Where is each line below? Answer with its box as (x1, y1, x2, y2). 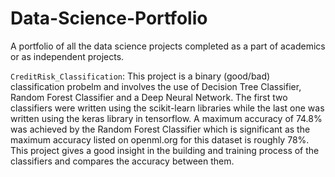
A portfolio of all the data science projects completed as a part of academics (10, 40, 326, 52)
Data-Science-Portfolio (10, 7, 208, 30)
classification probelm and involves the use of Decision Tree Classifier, (10, 80, 302, 92)
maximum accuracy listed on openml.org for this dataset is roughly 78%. (10, 133, 310, 146)
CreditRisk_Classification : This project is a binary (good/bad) (10, 70, 271, 82)
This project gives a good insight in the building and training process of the (10, 144, 320, 156)
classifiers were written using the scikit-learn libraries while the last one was (10, 102, 325, 114)
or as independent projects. (10, 50, 125, 62)
